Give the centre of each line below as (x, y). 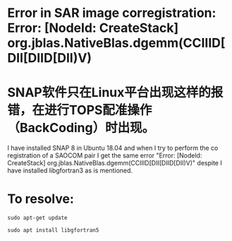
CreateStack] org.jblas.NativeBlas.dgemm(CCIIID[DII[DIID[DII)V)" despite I (115, 163)
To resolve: (41, 199)
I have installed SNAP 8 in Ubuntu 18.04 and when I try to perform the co (113, 148)
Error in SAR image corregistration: (112, 13)
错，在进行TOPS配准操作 (80, 110)
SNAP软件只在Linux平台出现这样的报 (115, 93)
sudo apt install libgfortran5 (53, 230)
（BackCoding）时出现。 (81, 128)
